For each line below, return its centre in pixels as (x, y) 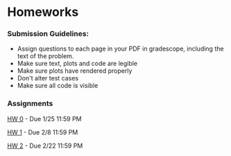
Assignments (30, 103)
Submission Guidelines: (48, 34)
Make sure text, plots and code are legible (77, 64)
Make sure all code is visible (58, 86)
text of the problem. (45, 56)
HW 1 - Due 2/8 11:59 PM (43, 132)
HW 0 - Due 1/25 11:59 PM (44, 119)
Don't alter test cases (48, 78)
